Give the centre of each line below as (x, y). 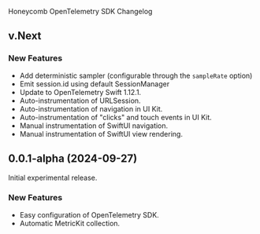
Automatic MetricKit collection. (70, 223)
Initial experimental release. (53, 177)
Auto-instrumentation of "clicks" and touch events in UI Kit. (116, 117)
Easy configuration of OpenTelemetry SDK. (89, 214)
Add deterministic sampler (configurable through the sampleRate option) (136, 75)
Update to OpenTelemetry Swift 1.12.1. (80, 92)
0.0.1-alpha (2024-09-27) (73, 159)
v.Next (25, 36)
